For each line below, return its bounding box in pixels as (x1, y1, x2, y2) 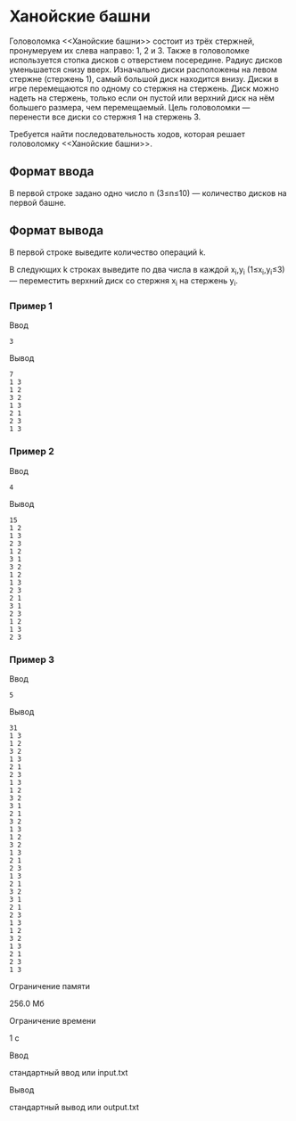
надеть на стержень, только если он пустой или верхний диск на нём (9, 92, 275, 103)
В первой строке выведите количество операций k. (9, 247, 207, 258)
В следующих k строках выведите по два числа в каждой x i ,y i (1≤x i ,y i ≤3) (9, 264, 285, 277)
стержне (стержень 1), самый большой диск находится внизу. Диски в (9, 73, 279, 84)
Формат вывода (9, 223, 104, 238)
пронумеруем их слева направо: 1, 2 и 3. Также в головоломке (9, 45, 250, 55)
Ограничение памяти (9, 981, 91, 992)
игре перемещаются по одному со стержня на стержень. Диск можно (9, 83, 279, 94)
